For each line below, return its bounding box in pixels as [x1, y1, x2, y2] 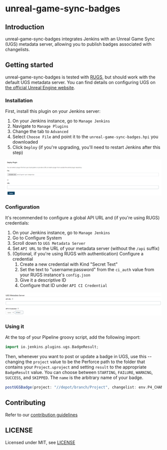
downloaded [12, 139, 38, 145]
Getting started [5, 61, 54, 70]
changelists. [5, 47, 30, 52]
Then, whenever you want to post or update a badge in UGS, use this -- [5, 354, 152, 360]
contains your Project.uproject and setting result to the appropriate [5, 364, 147, 370]
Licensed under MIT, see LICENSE [5, 439, 76, 445]
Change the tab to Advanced [12, 129, 69, 135]
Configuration [5, 203, 40, 210]
